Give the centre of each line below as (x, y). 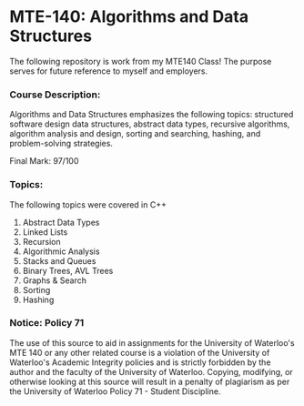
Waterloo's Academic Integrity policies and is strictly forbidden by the (140, 362)
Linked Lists (45, 232)
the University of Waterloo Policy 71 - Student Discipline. (115, 391)
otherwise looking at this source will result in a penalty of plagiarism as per (150, 381)
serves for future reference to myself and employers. (109, 71)
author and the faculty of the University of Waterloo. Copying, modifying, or (151, 371)
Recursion (41, 241)
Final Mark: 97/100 (44, 161)
